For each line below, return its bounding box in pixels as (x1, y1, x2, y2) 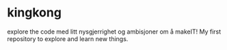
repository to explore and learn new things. (7, 34, 129, 42)
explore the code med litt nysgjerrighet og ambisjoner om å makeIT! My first (7, 27, 222, 36)
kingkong (7, 5, 62, 21)
